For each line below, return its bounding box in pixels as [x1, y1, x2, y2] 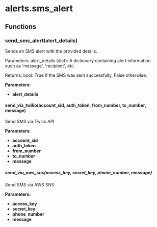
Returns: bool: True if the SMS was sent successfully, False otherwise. [5, 72, 147, 78]
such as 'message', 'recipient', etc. [5, 63, 75, 68]
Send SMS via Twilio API [5, 118, 55, 125]
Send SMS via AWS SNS [5, 182, 54, 188]
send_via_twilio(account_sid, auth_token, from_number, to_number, [5, 102, 146, 108]
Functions [5, 23, 37, 31]
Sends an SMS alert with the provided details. [5, 48, 97, 54]
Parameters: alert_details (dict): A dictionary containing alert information [5, 57, 151, 64]
